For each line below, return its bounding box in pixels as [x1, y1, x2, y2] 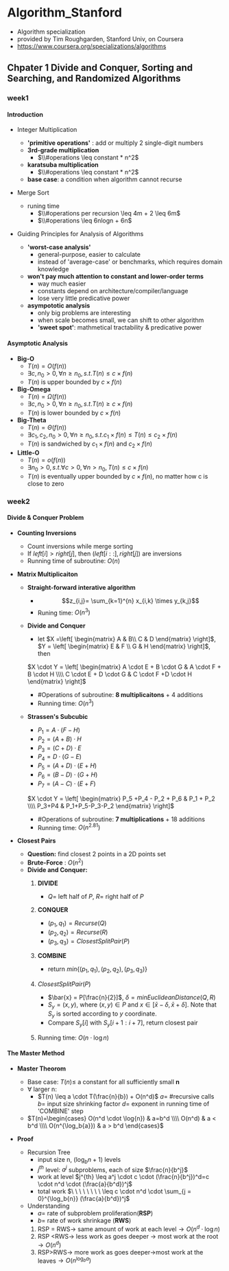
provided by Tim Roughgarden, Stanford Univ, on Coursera [16, 34, 184, 43]
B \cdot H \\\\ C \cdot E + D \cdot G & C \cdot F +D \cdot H [27, 670, 192, 678]
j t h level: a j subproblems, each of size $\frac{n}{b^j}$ [37, 1164, 189, 1173]
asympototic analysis [27, 301, 91, 310]
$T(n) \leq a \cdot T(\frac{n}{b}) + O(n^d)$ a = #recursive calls [37, 1092, 215, 1100]
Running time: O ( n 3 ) [37, 698, 95, 708]
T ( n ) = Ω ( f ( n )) [27, 393, 67, 401]
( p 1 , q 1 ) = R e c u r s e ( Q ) [47, 919, 107, 928]
